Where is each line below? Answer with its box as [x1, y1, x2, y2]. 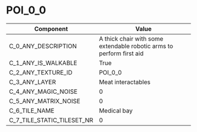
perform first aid [98, 49, 144, 57]
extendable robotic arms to [98, 42, 174, 50]
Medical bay [98, 106, 133, 114]
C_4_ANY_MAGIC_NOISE [9, 87, 78, 96]
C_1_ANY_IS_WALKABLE [9, 59, 77, 67]
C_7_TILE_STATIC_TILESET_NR [9, 116, 94, 124]
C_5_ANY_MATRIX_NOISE [9, 97, 81, 105]
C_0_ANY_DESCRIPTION [9, 42, 77, 50]
